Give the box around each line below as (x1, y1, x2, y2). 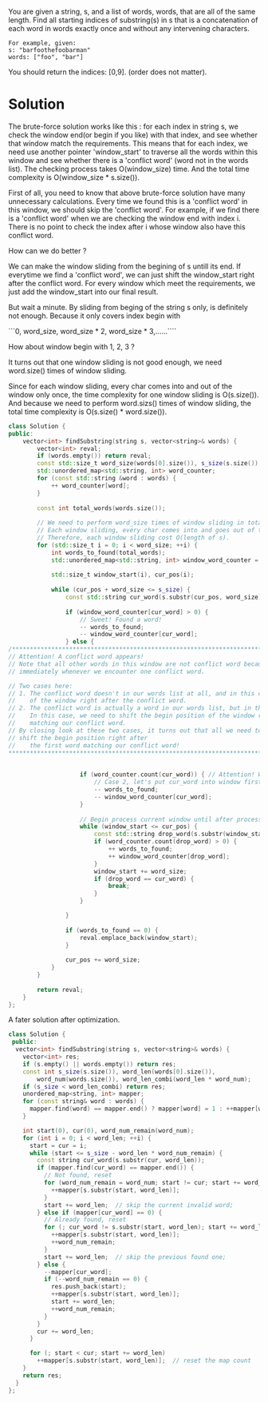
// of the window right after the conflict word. (8, 697, 187, 705)
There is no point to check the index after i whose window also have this (8, 221, 246, 231)
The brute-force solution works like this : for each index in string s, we (8, 121, 239, 131)
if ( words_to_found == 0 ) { (65, 926, 159, 934)
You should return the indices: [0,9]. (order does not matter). (8, 67, 207, 77)
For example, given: (8, 39, 77, 47)
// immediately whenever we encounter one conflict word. (8, 667, 205, 675)
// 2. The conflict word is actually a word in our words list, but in (8, 704, 251, 712)
